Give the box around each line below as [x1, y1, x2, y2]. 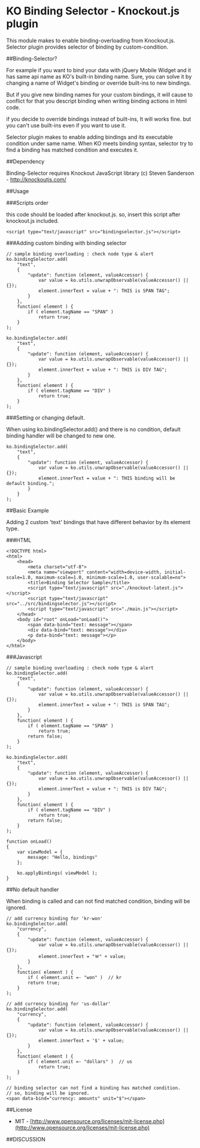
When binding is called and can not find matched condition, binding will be [6, 897, 190, 905]
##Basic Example [6, 507, 49, 514]
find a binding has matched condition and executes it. [6, 146, 139, 153]
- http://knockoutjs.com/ [6, 176, 67, 183]
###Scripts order [6, 199, 49, 206]
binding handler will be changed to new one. [6, 432, 116, 439]
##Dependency [6, 157, 45, 165]
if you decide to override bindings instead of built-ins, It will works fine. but [6, 115, 192, 123]
